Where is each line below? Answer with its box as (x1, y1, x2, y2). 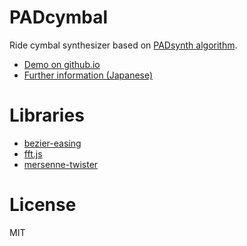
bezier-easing (23, 137, 82, 149)
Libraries (9, 104, 85, 127)
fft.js (23, 147, 43, 160)
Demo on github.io (23, 58, 101, 70)
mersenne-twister (23, 158, 99, 170)
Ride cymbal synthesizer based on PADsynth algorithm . (9, 39, 238, 51)
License (9, 194, 77, 216)
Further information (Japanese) (23, 69, 154, 81)
